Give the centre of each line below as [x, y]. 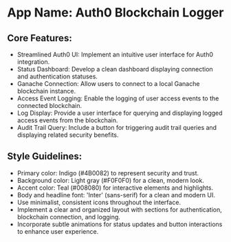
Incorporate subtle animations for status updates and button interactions [120, 224]
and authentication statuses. [57, 76]
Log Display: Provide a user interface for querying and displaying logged [120, 113]
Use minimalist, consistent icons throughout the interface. [99, 202]
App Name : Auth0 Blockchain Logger [115, 13]
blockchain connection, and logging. [68, 217]
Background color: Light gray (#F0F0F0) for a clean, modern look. [110, 180]
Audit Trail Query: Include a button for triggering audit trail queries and [117, 128]
